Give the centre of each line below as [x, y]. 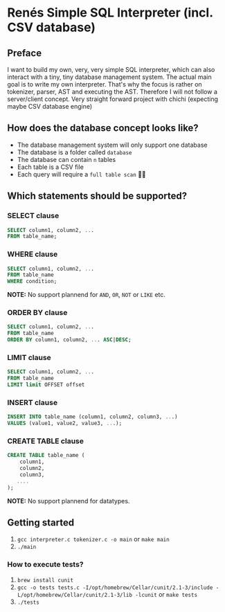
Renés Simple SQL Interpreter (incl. [110, 13]
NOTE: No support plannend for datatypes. [69, 501]
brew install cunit [45, 580]
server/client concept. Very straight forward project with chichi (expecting [113, 99]
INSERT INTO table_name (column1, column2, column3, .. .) [92, 417]
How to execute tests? [46, 564]
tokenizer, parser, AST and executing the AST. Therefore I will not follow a [112, 92]
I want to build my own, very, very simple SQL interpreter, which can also [111, 70]
